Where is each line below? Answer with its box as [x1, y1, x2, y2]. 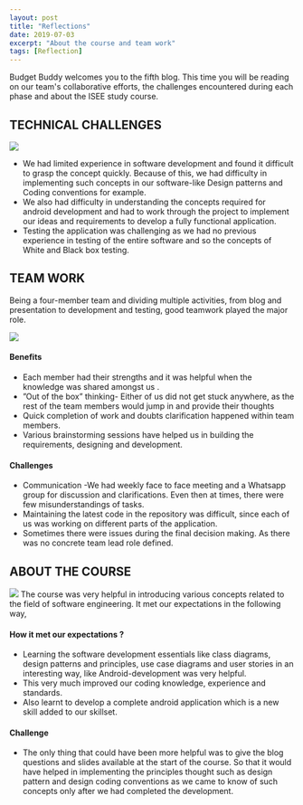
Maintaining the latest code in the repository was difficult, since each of [22, 508, 290, 520]
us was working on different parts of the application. [22, 518, 218, 529]
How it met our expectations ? [9, 629, 125, 639]
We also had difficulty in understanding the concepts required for [22, 196, 267, 207]
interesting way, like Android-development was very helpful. [22, 668, 247, 679]
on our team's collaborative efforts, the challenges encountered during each [9, 81, 294, 92]
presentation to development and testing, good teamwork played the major [9, 304, 289, 315]
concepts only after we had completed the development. [22, 786, 233, 797]
